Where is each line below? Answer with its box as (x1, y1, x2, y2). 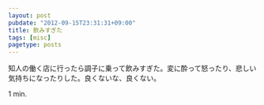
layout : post (8, 11, 51, 20)
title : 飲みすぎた (8, 26, 63, 34)
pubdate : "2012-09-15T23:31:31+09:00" (8, 19, 136, 27)
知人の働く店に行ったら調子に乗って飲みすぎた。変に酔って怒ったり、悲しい (8, 64, 257, 73)
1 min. (8, 89, 28, 99)
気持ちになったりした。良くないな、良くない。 (8, 73, 160, 83)
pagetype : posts (8, 41, 62, 49)
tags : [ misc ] (8, 33, 51, 42)
